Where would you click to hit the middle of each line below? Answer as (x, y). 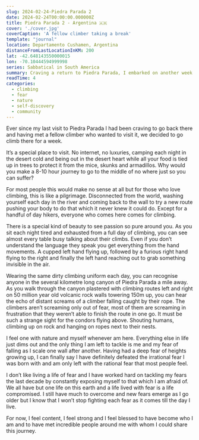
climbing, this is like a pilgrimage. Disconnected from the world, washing (95, 196)
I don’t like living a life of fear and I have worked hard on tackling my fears (97, 375)
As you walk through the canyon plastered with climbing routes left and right (99, 289)
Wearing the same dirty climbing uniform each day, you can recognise (92, 276)
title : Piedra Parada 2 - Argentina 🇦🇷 (57, 23)
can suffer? (20, 178)
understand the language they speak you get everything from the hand (93, 246)
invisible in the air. (28, 264)
